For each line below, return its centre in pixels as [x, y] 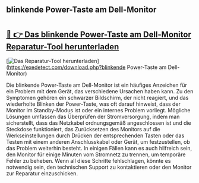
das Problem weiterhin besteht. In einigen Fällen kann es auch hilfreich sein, [99, 148]
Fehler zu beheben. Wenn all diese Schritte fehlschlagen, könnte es [89, 161]
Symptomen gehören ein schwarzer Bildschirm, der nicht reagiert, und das [97, 98]
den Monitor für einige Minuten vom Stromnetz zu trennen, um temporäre [96, 154]
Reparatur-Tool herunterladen [63, 47]
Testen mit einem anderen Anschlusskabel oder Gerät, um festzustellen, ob [98, 142]
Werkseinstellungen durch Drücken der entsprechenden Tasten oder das [95, 135]
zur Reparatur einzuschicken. [42, 173]
